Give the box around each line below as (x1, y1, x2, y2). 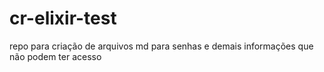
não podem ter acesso (9, 50, 102, 62)
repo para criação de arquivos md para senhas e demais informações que (9, 40, 314, 52)
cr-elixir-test (9, 7, 117, 30)
